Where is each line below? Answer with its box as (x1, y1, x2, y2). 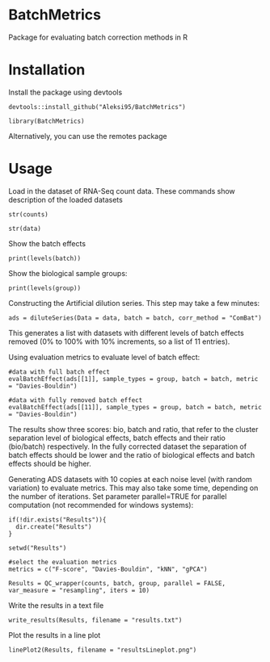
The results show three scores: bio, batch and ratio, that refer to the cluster (8, 424, 259, 434)
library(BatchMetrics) (8, 117, 85, 125)
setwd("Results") (8, 543, 67, 552)
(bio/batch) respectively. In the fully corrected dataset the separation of (8, 442, 247, 451)
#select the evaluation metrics (8, 558, 117, 566)
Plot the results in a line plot (8, 630, 101, 639)
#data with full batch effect (8, 367, 111, 376)
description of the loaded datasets (8, 195, 123, 204)
